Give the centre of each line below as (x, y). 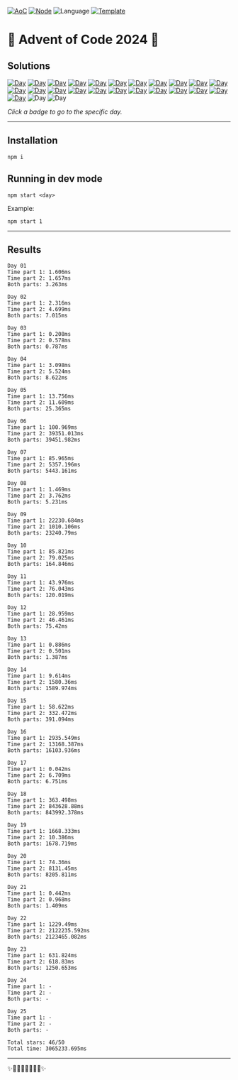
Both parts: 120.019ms (41, 595)
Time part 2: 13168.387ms (45, 744)
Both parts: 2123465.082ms (47, 937)
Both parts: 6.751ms (38, 782)
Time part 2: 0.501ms (39, 651)
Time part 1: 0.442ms (39, 894)
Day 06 (17, 421)
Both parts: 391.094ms (41, 720)
